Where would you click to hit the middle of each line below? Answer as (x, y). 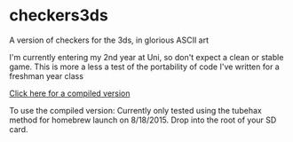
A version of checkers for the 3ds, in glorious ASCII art (109, 40)
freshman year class (47, 75)
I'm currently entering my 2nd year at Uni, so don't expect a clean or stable (146, 57)
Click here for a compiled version (70, 93)
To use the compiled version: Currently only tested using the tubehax (135, 110)
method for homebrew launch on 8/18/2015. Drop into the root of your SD (143, 120)
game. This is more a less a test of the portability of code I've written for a (144, 67)
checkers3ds (59, 16)
